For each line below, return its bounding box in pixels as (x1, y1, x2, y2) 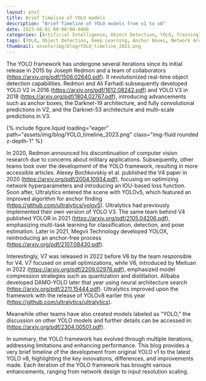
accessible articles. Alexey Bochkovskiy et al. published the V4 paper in (6, 168, 188, 176)
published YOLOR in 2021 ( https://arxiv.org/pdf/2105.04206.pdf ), (6, 214, 170, 222)
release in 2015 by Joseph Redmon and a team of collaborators (6, 66, 166, 74)
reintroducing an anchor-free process (6, 234, 102, 242)
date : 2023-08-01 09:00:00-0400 (6, 26, 89, 33)
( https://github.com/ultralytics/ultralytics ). (6, 298, 112, 305)
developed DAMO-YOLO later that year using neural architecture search (6, 278, 188, 286)
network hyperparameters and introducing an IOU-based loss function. (6, 182, 186, 189)
